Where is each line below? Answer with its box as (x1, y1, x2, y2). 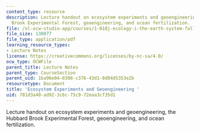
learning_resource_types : (6, 42, 70, 48)
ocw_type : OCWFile (6, 58, 52, 64)
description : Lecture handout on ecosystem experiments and (6, 14, 159, 20)
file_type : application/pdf (6, 36, 76, 42)
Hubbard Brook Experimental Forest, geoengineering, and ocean (6, 115, 165, 122)
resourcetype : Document (6, 81, 65, 87)
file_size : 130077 (6, 31, 52, 37)
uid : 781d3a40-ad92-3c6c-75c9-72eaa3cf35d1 (6, 92, 116, 98)
